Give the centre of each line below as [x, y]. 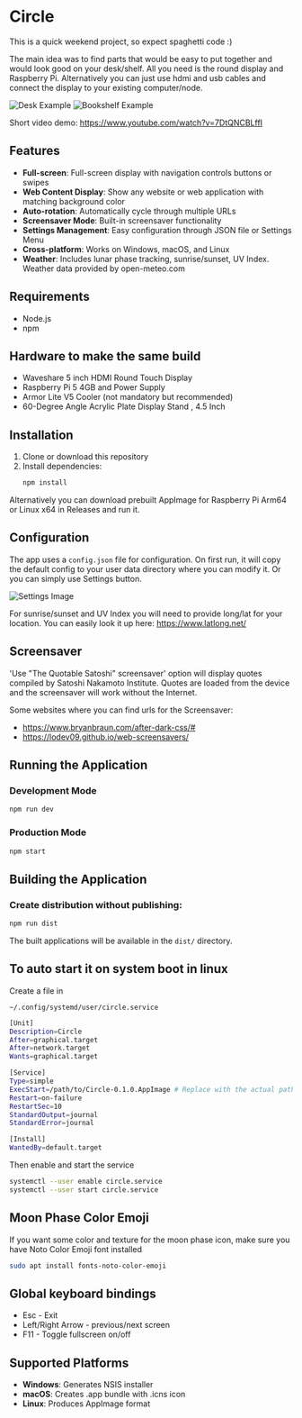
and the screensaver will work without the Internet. [103, 692]
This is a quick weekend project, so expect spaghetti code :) [121, 41]
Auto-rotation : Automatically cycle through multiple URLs [129, 211]
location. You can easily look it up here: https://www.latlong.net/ [128, 623]
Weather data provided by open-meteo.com [104, 268]
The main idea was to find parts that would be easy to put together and [141, 59]
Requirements [49, 297]
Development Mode [53, 791]
